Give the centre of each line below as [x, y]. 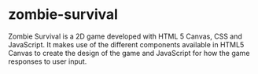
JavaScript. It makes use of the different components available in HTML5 [126, 44]
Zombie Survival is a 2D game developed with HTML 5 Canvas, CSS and [125, 36]
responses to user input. [48, 61]
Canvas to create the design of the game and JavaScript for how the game [129, 53]
